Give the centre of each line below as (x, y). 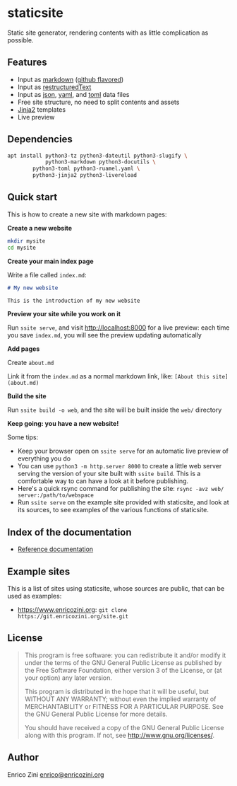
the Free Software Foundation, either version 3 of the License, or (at (123, 670)
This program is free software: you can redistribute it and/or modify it (125, 655)
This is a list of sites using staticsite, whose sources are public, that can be (116, 588)
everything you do (44, 458)
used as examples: (35, 596)
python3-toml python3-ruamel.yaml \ (86, 169)
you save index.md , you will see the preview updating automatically (105, 335)
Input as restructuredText (54, 87)
